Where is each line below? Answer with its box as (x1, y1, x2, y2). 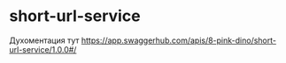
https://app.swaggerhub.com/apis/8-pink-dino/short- (81, 35, 277, 45)
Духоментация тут (9, 35, 80, 45)
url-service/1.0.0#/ (9, 44, 77, 54)
